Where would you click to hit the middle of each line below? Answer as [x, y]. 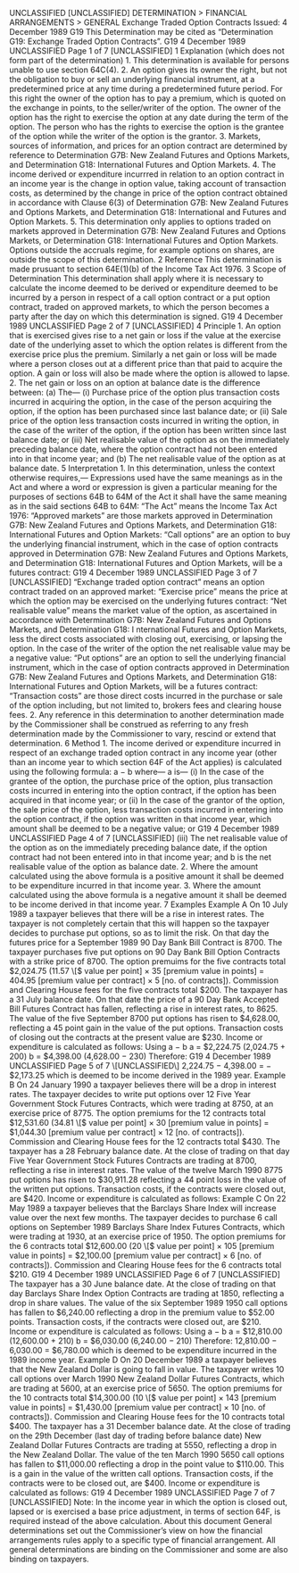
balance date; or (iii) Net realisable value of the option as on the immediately [149, 440]
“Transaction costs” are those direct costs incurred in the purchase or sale [146, 696]
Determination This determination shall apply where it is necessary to [137, 279]
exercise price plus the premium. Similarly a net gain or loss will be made [143, 354]
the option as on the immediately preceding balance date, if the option [138, 848]
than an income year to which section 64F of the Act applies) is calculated [146, 762]
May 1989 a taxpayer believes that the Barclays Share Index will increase [143, 1208]
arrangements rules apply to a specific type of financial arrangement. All [142, 1540]
